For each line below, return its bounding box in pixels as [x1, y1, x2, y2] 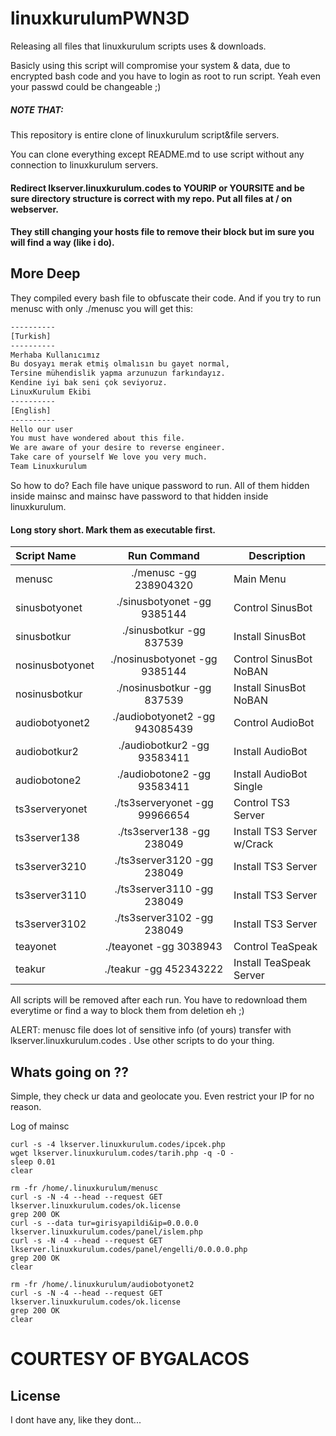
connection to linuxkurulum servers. [10, 158, 159, 171]
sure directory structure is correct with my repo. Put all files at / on [10, 192, 293, 204]
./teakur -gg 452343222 [104, 962, 224, 976]
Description [248, 549, 306, 563]
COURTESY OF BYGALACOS [10, 1348, 250, 1371]
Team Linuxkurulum [10, 462, 87, 472]
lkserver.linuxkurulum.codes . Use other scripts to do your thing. [10, 1035, 275, 1047]
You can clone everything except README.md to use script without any [10, 148, 305, 160]
